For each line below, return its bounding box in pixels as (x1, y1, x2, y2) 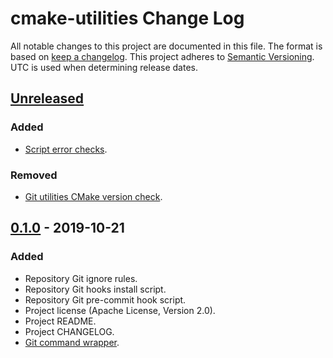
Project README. (24, 315, 97, 327)
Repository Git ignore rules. (24, 272, 138, 284)
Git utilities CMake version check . (24, 190, 163, 202)
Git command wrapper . (24, 336, 120, 348)
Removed (10, 168, 58, 182)
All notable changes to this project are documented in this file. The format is (10, 40, 323, 52)
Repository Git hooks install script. (24, 283, 167, 295)
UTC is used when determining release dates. (10, 61, 199, 73)
